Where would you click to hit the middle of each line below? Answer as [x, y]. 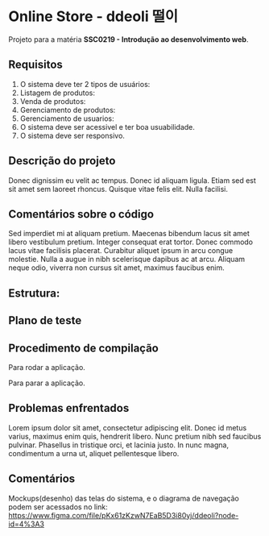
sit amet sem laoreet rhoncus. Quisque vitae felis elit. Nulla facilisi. [118, 189]
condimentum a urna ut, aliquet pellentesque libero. [94, 453]
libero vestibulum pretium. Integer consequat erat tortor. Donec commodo [131, 242]
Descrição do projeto [62, 161]
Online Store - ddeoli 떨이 [93, 17]
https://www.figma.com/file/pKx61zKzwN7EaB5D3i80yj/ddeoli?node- [124, 515]
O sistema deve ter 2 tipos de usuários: [85, 84]
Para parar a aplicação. [47, 383]
